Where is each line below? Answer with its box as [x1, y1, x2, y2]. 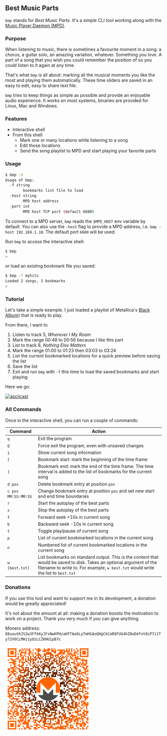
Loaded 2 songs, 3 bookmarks [5, 279, 66, 284]
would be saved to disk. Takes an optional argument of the [38, 559, 158, 565]
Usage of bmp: [5, 177, 35, 183]
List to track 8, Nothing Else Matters [12, 342, 86, 349]
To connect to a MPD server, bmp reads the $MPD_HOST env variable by [5, 218, 146, 224]
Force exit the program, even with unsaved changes [38, 442, 144, 448]
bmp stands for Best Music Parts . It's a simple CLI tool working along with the [5, 17, 162, 23]
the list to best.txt [38, 570, 76, 576]
